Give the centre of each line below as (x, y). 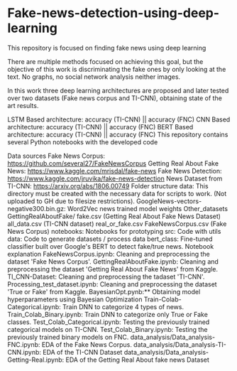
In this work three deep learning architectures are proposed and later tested (118, 90)
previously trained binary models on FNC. (68, 337)
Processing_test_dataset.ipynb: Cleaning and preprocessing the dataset (112, 284)
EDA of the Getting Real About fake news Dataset (137, 360)
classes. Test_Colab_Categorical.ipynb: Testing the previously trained (109, 322)
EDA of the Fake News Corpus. (87, 344)
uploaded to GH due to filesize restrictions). (71, 201)
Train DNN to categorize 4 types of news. (123, 306)
